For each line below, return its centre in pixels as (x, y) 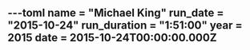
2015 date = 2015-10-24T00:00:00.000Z (112, 38)
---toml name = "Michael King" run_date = (116, 13)
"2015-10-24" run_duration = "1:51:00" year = (125, 26)
